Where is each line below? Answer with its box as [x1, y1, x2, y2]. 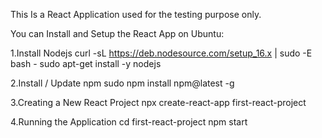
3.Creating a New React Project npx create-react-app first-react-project [10, 97, 307, 108]
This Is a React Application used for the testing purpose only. [10, 9, 262, 20]
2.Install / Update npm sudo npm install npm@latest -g [10, 77, 235, 89]
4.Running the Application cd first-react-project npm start [10, 116, 248, 128]
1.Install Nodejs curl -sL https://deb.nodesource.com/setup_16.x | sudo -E [10, 47, 313, 59]
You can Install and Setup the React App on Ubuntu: [10, 28, 225, 39]
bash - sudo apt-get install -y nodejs [10, 58, 162, 69]
